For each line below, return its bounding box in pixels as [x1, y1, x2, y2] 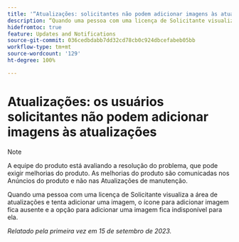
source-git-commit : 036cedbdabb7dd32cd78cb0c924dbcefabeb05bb [7, 37, 196, 44]
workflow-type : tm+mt [7, 43, 72, 51]
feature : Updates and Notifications [7, 30, 116, 38]
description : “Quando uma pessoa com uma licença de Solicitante [7, 17, 205, 24]
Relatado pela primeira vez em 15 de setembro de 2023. [7, 226, 172, 235]
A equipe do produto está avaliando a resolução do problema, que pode [7, 161, 218, 169]
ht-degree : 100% [7, 57, 55, 64]
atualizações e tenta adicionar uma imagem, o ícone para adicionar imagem [7, 197, 229, 206]
